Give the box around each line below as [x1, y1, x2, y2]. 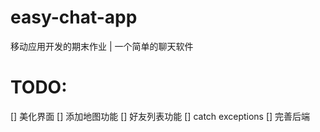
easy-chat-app [10, 6, 138, 29]
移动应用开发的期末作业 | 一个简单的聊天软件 [10, 40, 194, 52]
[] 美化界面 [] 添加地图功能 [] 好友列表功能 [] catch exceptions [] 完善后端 [10, 110, 311, 122]
